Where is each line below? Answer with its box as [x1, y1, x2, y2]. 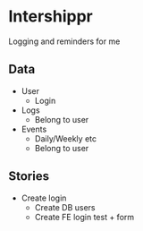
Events [21, 124, 47, 134]
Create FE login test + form [34, 211, 135, 222]
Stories [8, 168, 50, 184]
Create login [21, 192, 67, 203]
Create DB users [34, 201, 96, 212]
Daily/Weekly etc [34, 133, 97, 144]
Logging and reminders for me [8, 36, 121, 47]
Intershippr [8, 6, 93, 27]
